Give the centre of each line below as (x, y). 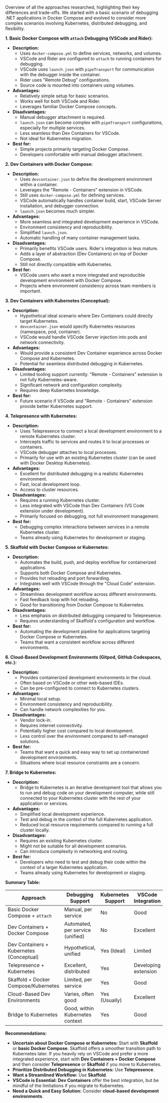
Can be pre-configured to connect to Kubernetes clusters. (80, 688)
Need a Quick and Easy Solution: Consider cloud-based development (85, 1091)
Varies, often (79, 994)
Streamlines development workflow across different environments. (88, 594)
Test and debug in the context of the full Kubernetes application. (86, 819)
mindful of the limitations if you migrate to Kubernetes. (68, 1085)
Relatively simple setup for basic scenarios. (64, 96)
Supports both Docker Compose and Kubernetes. (71, 573)
